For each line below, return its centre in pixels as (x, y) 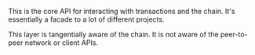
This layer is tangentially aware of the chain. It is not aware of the (113, 34)
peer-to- (234, 34)
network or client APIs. (62, 43)
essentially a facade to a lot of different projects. (86, 19)
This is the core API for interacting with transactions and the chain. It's (122, 11)
